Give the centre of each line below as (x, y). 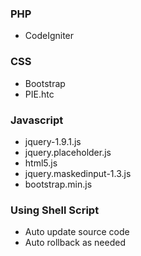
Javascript (37, 120)
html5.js (41, 163)
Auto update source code (77, 232)
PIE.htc (39, 94)
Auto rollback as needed (75, 243)
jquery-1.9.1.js (53, 141)
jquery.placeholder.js (68, 152)
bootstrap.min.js (58, 184)
